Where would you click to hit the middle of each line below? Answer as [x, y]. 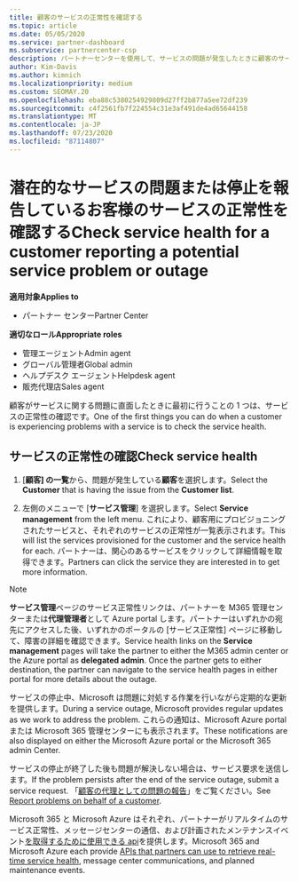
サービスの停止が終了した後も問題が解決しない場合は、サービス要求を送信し [149, 768]
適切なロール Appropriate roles [66, 334]
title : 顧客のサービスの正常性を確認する [76, 17]
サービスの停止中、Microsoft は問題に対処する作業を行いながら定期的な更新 [148, 697]
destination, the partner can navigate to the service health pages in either [143, 669]
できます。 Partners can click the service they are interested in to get [155, 561]
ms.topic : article [43, 26]
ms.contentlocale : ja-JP [55, 125]
